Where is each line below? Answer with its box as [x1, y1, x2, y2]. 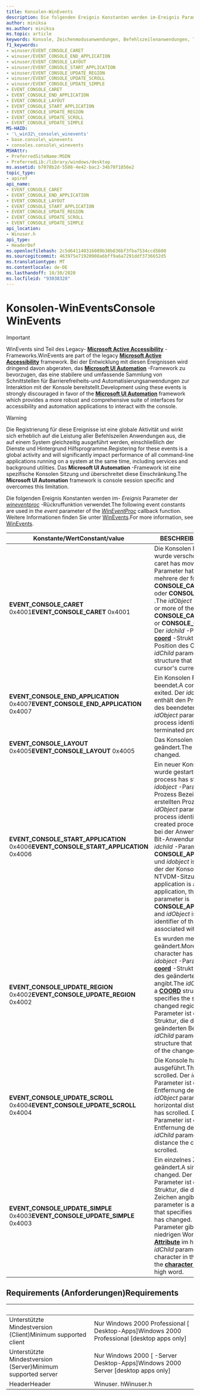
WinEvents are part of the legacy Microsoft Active [37, 352, 162, 359]
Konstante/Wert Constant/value [33, 534, 125, 542]
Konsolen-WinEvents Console [6, 301, 156, 314]
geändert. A [154, 1163, 186, 1171]
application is [154, 879, 192, 888]
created [154, 820, 176, 828]
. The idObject [154, 596, 192, 604]
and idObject [154, 909, 190, 918]
